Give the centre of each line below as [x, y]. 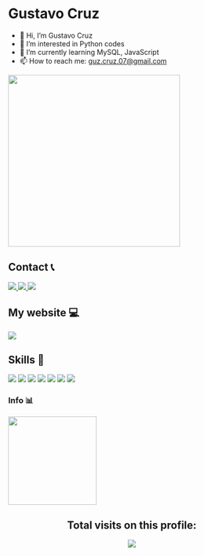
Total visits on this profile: [132, 526]
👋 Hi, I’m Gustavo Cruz [56, 35]
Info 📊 [21, 401]
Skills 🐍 [26, 359]
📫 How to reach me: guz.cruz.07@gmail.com [93, 60]
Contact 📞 [31, 267]
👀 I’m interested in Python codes [72, 43]
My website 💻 [44, 313]
